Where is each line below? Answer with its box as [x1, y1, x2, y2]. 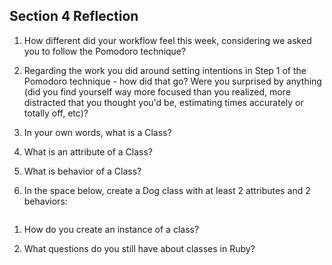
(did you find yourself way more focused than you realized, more [23, 85, 291, 98]
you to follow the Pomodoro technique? [23, 45, 187, 57]
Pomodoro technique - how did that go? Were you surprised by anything [23, 75, 322, 87]
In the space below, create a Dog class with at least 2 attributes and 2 [23, 184, 311, 196]
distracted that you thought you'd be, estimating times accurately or [23, 96, 304, 108]
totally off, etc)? [23, 107, 89, 119]
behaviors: [23, 195, 68, 207]
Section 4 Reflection [9, 8, 139, 25]
